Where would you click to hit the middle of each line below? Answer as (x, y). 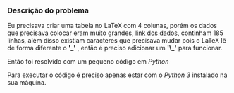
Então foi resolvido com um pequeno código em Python (88, 62)
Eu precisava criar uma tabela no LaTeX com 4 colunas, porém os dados (112, 26)
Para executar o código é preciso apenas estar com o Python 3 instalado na (117, 75)
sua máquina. (27, 83)
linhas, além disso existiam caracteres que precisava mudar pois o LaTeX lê (117, 41)
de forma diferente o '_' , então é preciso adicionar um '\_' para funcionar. (115, 48)
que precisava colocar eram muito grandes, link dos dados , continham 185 (116, 33)
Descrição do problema (48, 10)
